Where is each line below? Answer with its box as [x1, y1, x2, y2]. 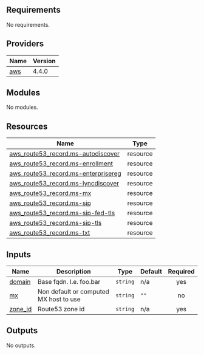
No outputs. [6, 342, 36, 349]
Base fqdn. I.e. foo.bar [37, 278, 101, 286]
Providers [6, 39, 44, 49]
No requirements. [6, 21, 50, 28]
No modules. [6, 103, 38, 111]
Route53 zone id [37, 305, 85, 314]
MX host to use [37, 295, 81, 303]
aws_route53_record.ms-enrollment [9, 159, 114, 168]
